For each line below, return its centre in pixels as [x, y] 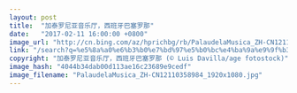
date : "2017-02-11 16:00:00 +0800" [79, 34]
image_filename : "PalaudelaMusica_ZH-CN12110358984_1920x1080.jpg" [136, 75]
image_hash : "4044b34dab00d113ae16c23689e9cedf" [100, 67]
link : [19, 50]
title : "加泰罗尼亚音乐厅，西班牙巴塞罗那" [82, 26]
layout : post [33, 17]
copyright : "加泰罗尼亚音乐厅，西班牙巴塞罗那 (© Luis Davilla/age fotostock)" [149, 58]
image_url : [29, 42]
